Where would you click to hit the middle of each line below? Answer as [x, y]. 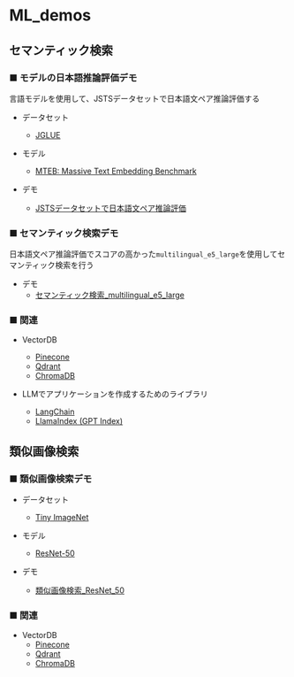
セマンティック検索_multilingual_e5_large [110, 295]
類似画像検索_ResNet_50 [80, 590]
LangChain [55, 412]
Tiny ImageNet [62, 518]
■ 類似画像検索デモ [51, 479]
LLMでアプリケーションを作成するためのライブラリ [115, 394]
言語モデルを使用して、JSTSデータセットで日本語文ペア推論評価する [135, 98]
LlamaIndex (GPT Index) [79, 421]
